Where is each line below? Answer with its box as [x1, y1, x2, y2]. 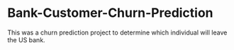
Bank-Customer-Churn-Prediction [7, 5, 214, 21]
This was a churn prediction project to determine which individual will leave [7, 28, 228, 37]
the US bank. [7, 35, 45, 44]
